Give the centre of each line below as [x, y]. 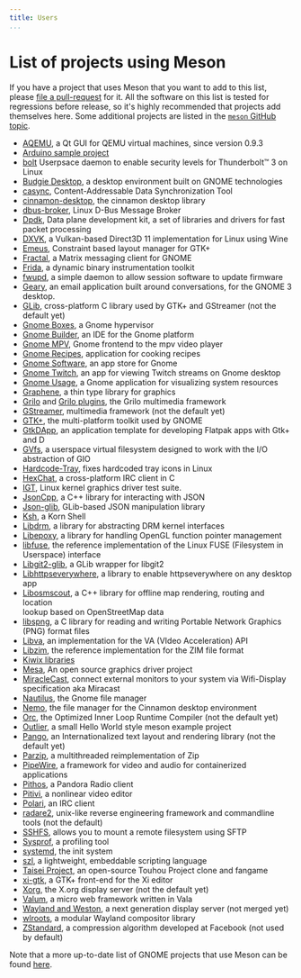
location [37, 602]
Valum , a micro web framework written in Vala [107, 899]
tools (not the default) [62, 822]
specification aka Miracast [71, 688]
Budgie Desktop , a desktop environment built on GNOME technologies [152, 181]
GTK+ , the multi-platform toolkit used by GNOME [112, 421]
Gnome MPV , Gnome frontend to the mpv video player [122, 344]
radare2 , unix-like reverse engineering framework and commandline [148, 812]
